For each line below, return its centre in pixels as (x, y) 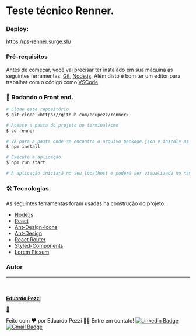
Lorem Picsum (32, 252)
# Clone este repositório (37, 109)
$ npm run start (26, 163)
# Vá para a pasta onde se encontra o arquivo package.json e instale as (98, 141)
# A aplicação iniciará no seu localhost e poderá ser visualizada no (94, 174)
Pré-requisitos (27, 57)
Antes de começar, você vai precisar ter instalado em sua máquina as (90, 70)
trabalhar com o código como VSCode (52, 82)
